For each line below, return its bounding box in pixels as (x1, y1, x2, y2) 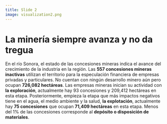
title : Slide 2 (5, 7, 37, 13)
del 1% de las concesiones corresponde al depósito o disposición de (5, 109, 149, 115)
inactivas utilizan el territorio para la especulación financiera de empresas (5, 71, 159, 78)
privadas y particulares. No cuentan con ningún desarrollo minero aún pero (5, 77, 161, 83)
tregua (5, 44, 34, 56)
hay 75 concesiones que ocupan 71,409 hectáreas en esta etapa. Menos (5, 103, 158, 109)
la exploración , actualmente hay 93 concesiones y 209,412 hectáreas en (5, 87, 156, 93)
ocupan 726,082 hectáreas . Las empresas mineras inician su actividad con (5, 82, 162, 88)
